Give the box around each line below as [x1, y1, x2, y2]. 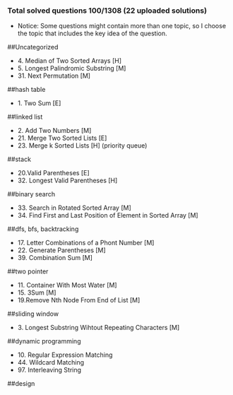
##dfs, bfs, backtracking [7, 225, 79, 233]
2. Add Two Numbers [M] [17, 126, 92, 135]
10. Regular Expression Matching [17, 350, 113, 359]
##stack [7, 155, 32, 164]
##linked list [7, 112, 43, 122]
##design [7, 379, 35, 388]
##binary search [7, 190, 55, 199]
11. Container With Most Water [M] [17, 281, 118, 290]
